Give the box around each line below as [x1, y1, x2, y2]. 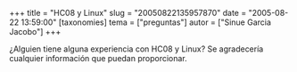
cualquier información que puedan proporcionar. [9, 53, 187, 63]
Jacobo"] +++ [9, 27, 62, 36]
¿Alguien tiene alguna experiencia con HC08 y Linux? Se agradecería [9, 44, 264, 54]
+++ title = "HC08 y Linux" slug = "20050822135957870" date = [9, 8, 247, 18]
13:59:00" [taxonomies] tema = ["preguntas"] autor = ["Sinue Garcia [21, 17, 272, 28]
